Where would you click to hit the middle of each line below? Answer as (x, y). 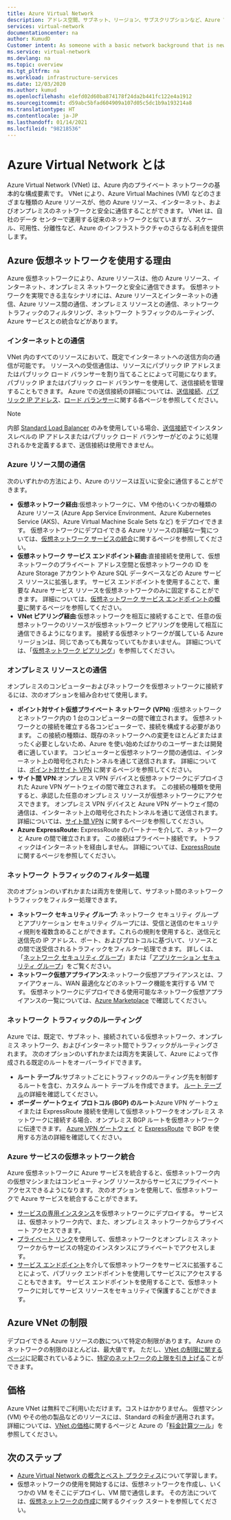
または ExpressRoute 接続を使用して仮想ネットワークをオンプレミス (120, 1111)
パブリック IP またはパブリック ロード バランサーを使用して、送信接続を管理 (115, 383)
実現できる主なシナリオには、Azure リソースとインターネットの (121, 296)
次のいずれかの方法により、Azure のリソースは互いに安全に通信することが (112, 481)
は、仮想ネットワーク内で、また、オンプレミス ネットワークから (108, 1222)
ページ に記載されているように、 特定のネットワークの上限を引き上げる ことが (115, 1358)
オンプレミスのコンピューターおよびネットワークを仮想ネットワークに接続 (112, 686)
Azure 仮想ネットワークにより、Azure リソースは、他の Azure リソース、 (111, 279)
